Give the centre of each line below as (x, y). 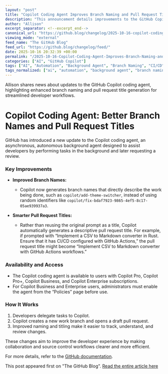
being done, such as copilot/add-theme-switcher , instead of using (88, 195)
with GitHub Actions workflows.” (53, 252)
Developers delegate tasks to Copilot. (51, 315)
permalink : (16, 56)
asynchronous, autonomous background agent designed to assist (73, 145)
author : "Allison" (24, 24)
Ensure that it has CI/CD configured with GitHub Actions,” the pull (87, 241)
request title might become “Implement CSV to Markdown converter (90, 247)
